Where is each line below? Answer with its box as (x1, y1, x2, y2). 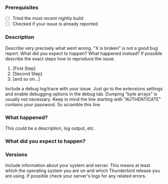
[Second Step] (12, 70, 42, 76)
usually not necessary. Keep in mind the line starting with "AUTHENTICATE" (5, 96, 161, 102)
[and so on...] (12, 76, 40, 82)
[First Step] (12, 65, 36, 71)
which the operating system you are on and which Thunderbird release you (5, 168, 160, 174)
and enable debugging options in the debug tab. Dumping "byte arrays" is (5, 91, 157, 97)
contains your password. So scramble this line (5, 101, 100, 107)
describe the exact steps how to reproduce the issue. (5, 55, 115, 61)
